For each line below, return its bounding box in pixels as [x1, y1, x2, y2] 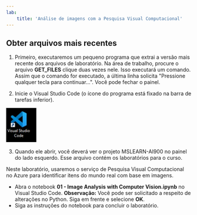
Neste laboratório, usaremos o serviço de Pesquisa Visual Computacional [6, 166, 184, 173]
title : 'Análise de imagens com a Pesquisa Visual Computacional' [16, 15, 183, 22]
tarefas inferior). [14, 96, 54, 103]
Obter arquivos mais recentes [6, 38, 118, 48]
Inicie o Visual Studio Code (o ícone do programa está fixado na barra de [14, 90, 192, 97]
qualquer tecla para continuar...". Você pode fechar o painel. [14, 79, 161, 86]
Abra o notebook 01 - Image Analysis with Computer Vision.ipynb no [14, 183, 185, 190]
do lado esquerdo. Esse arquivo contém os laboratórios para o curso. [14, 154, 182, 162]
